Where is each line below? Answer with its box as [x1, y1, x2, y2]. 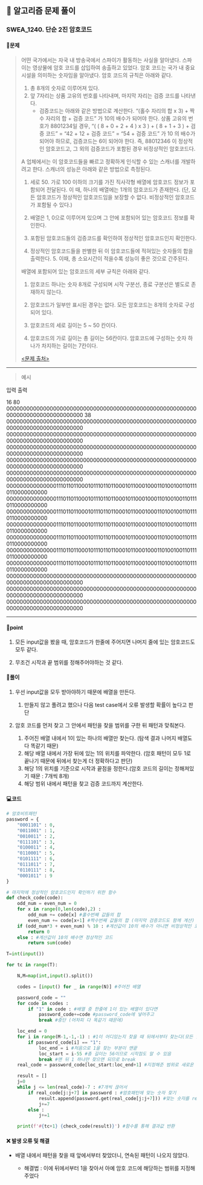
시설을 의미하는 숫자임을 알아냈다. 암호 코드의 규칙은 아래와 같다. [21, 72, 173, 79]
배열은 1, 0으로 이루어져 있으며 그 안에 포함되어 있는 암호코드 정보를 [30, 214, 189, 221]
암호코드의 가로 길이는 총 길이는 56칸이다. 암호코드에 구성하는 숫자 [30, 334, 187, 341]
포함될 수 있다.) [36, 201, 72, 208]
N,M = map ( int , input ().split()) [17, 973, 94, 979]
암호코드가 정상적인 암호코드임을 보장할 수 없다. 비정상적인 [36, 193, 174, 201]
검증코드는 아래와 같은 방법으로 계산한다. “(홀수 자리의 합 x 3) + [39, 107, 188, 114]
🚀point [6, 624, 24, 632]
